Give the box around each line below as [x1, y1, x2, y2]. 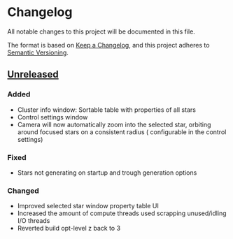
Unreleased [7, 68, 59, 80]
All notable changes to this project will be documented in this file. [7, 27, 196, 36]
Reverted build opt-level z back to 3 [17, 224, 121, 233]
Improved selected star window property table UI [17, 202, 160, 210]
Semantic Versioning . [7, 48, 69, 57]
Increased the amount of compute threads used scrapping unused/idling [17, 209, 227, 217]
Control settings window [17, 113, 88, 121]
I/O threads [17, 217, 50, 225]
